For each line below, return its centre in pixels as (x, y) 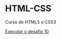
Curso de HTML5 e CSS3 (31, 22)
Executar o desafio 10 (27, 31)
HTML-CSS (28, 9)
